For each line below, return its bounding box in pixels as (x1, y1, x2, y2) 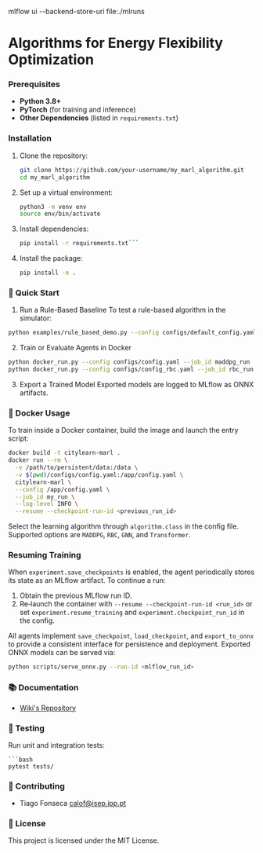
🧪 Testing (8, 723, 45, 734)
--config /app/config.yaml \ (15, 485, 110, 493)
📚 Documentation (8, 683, 79, 694)
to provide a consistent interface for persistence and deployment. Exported (8, 639, 250, 649)
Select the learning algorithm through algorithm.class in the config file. (8, 522, 239, 531)
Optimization (8, 51, 94, 69)
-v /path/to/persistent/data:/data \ (15, 463, 139, 471)
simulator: (19, 313, 52, 323)
